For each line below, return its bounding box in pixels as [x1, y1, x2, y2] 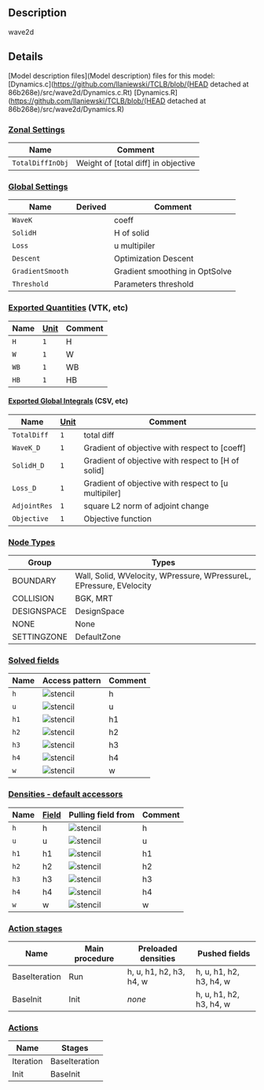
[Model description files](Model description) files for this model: [8, 71, 215, 80]
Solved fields [8, 655, 60, 666]
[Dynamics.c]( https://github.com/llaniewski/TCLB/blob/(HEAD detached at [8, 79, 249, 89]
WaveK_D [12, 443, 41, 452]
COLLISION [12, 593, 55, 604]
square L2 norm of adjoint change [83, 500, 210, 511]
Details [8, 50, 43, 64]
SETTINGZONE [12, 631, 68, 642]
